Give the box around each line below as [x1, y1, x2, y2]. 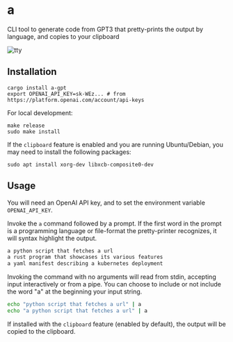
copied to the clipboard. [7, 327, 76, 335]
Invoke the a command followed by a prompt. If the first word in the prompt [7, 219, 222, 228]
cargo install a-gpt [7, 84, 67, 92]
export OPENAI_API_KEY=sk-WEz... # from [7, 90, 127, 97]
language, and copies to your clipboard [7, 32, 120, 40]
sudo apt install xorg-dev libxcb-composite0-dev [7, 161, 154, 168]
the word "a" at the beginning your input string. [7, 287, 143, 296]
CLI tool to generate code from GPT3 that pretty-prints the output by [7, 25, 204, 33]
